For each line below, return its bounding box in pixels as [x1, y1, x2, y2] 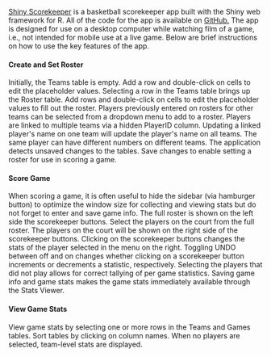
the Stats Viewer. [8, 286, 65, 296]
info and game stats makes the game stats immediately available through [8, 277, 251, 287]
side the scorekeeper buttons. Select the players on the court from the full [8, 217, 255, 227]
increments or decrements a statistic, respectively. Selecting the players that [8, 260, 263, 270]
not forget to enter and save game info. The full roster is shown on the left [8, 208, 254, 218]
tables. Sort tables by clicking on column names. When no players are [8, 330, 240, 340]
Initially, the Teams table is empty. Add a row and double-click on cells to [8, 78, 252, 87]
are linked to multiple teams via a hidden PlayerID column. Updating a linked [8, 120, 261, 130]
